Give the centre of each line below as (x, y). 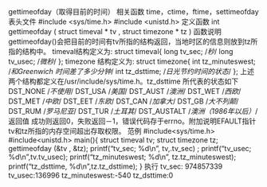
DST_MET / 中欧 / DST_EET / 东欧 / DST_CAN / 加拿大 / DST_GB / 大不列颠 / (124, 101)
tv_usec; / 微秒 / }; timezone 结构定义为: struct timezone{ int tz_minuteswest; (132, 61)
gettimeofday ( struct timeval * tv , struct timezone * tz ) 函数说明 (115, 31)
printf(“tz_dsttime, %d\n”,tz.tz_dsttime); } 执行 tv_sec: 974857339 (116, 166)
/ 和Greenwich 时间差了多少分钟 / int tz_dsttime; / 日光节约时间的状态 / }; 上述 (132, 71)
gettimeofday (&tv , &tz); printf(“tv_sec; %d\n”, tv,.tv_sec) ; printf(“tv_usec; (130, 148)
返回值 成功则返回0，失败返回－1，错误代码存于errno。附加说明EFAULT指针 (132, 121)
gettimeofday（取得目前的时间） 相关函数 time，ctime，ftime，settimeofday (133, 12)
